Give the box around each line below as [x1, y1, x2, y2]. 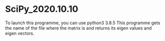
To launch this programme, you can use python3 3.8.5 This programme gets [5, 20, 161, 26]
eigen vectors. [5, 30, 35, 36]
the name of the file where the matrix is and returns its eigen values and [5, 25, 152, 31]
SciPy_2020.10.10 [5, 3, 78, 15]
